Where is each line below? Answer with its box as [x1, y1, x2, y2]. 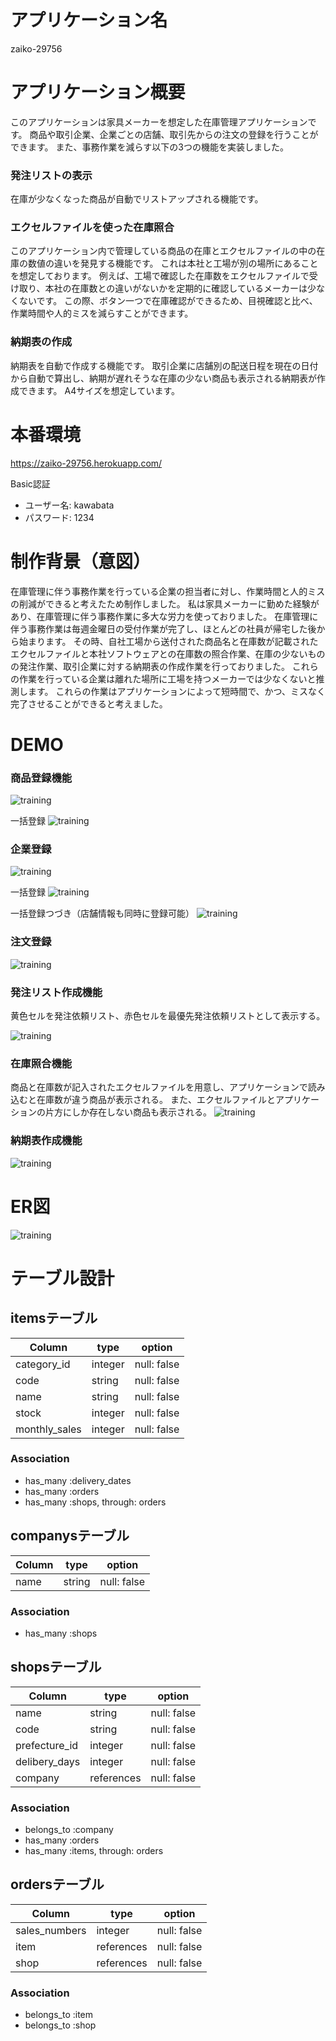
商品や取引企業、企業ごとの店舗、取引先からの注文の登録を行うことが [29, 128, 319, 140]
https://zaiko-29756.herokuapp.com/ [10, 457, 163, 469]
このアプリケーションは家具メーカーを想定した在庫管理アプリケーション [10, 116, 308, 128]
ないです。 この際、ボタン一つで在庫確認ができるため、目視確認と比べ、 [18, 295, 318, 307]
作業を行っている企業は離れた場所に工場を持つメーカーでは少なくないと [18, 672, 317, 685]
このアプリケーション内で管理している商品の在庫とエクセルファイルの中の [10, 245, 317, 257]
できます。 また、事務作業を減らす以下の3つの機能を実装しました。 [10, 141, 289, 153]
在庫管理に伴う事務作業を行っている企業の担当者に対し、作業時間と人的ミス [10, 585, 326, 597]
